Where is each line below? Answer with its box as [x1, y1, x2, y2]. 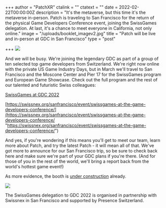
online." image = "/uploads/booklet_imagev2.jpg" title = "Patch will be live [5, 31, 156, 36]
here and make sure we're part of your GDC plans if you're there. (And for [5, 153, 156, 159]
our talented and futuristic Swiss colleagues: [5, 82, 96, 88]
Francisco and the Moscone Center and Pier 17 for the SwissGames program [5, 71, 162, 77]
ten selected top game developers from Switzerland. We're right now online [5, 61, 160, 67]
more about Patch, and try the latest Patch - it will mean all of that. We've [5, 142, 155, 148]
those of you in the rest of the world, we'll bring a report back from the [5, 158, 149, 164]
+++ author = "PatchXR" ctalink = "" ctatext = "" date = [5, 4, 118, 10]
